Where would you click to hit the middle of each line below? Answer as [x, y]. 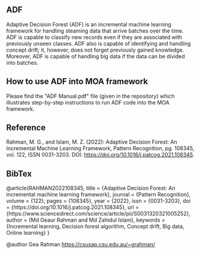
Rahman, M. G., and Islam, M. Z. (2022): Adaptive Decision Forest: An [92, 142]
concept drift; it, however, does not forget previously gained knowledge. [95, 50]
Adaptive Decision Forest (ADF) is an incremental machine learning [89, 24]
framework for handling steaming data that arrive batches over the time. [95, 31]
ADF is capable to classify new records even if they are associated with [94, 37]
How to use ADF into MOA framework [77, 81]
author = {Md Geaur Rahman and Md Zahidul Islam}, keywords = [86, 220]
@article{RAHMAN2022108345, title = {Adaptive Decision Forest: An [91, 188]
